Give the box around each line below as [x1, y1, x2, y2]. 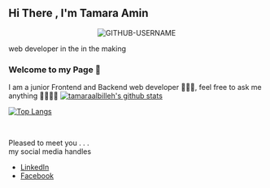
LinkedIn [20, 162, 50, 173]
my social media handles [8, 147, 92, 156]
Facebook [20, 171, 54, 181]
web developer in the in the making [8, 44, 126, 53]
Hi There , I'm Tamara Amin [8, 6, 149, 20]
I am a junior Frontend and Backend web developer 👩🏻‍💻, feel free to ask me [8, 83, 262, 92]
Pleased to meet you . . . [8, 138, 89, 148]
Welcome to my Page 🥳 [8, 64, 102, 75]
